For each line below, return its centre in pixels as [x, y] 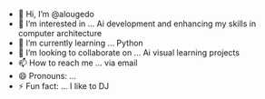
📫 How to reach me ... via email [78, 63]
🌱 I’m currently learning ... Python [80, 43]
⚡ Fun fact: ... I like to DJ [64, 86]
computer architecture [60, 33]
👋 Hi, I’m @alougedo [56, 14]
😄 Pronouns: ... [47, 76]
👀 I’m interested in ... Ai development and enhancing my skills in [137, 24]
